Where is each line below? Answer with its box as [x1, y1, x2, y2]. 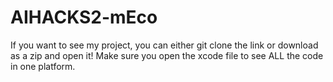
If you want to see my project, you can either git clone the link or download [10, 39, 319, 51]
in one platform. [10, 60, 76, 72]
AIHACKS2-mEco [10, 6, 158, 29]
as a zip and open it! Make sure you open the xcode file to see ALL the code [10, 49, 324, 61]
